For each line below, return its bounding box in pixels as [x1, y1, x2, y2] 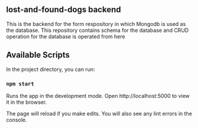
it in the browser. [6, 99, 47, 106]
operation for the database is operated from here [6, 32, 125, 40]
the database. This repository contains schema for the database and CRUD [6, 27, 189, 34]
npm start [6, 80, 34, 87]
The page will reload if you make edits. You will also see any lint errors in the [6, 110, 192, 117]
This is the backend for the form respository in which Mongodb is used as [6, 20, 186, 27]
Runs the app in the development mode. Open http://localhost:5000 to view [6, 92, 190, 99]
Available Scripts [6, 50, 70, 60]
